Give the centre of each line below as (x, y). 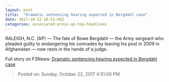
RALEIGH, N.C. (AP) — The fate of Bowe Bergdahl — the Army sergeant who (84, 38)
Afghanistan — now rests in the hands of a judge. (57, 49)
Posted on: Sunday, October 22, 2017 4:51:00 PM (69, 74)
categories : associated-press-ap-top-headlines (56, 24)
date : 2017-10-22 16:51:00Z (35, 19)
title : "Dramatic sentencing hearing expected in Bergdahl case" (76, 15)
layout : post (19, 10)
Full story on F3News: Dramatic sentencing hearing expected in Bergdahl (81, 59)
